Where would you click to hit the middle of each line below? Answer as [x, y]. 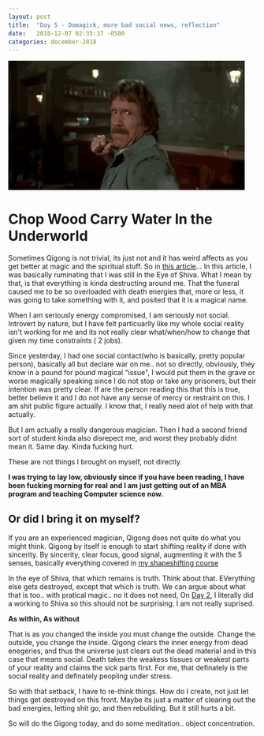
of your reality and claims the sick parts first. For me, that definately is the [128, 668]
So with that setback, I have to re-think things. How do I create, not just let [129, 691]
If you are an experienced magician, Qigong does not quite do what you [125, 538]
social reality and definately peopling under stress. [90, 676]
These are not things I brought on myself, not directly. [95, 462]
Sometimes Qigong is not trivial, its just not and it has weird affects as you [128, 258]
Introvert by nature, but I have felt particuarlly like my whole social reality [126, 324]
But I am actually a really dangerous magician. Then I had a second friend [128, 430]
